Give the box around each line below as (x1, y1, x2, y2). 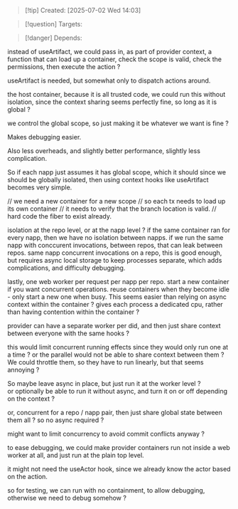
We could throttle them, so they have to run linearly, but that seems (7, 358, 204, 366)
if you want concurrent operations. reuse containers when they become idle (7, 285, 229, 293)
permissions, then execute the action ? (7, 63, 121, 70)
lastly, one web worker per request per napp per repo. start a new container (7, 278, 229, 285)
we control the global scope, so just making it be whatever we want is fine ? (7, 119, 229, 127)
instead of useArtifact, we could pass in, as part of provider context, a (7, 48, 212, 56)
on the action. (7, 473, 48, 481)
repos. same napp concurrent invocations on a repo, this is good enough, (7, 248, 222, 257)
